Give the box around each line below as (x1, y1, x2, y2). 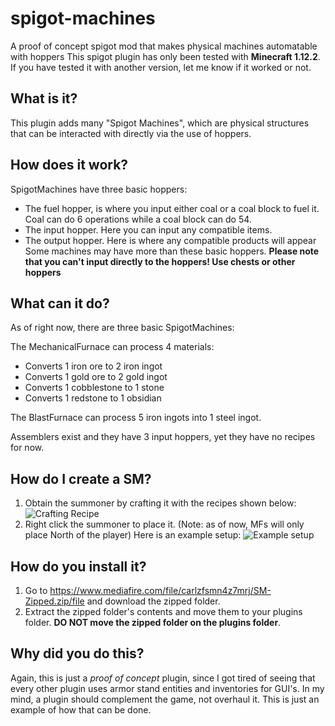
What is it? (10, 90, 78, 107)
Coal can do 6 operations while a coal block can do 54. (24, 213, 252, 225)
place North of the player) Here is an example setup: (24, 529, 242, 541)
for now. (10, 442, 45, 454)
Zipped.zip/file (24, 595, 85, 607)
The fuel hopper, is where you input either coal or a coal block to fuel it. (24, 202, 320, 214)
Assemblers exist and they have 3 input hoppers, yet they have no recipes (10, 431, 316, 443)
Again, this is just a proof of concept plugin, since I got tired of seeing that (10, 672, 316, 684)
